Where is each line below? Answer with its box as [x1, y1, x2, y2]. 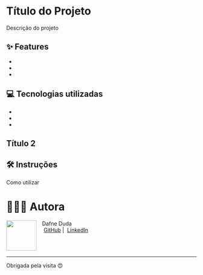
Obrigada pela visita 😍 [6, 262, 63, 269]
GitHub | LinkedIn [43, 226, 89, 233]
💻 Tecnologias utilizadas [6, 89, 103, 99]
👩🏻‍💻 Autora [6, 199, 65, 213]
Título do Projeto [6, 4, 92, 18]
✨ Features [6, 42, 49, 52]
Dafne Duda [42, 219, 72, 227]
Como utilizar [6, 178, 40, 186]
